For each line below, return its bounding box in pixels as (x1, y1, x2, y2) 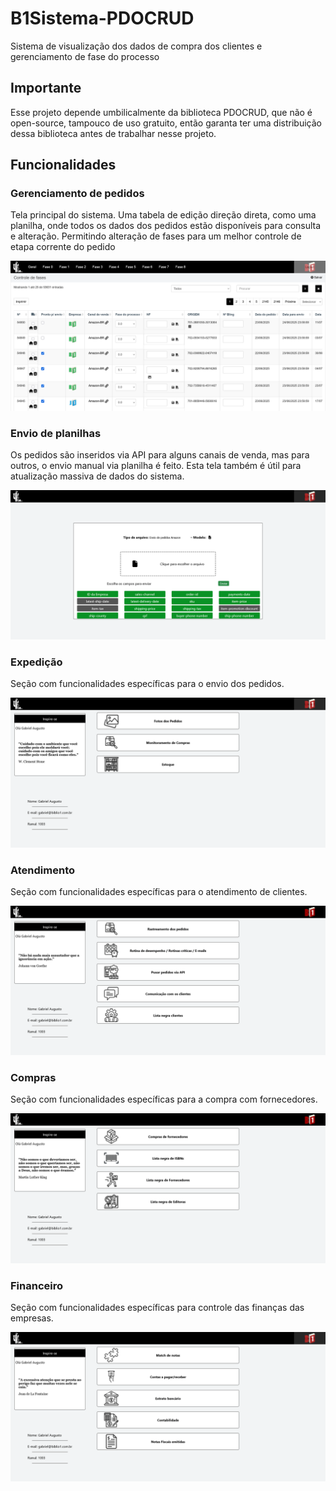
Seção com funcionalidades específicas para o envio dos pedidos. (10, 678, 285, 690)
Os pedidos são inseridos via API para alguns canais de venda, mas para (10, 448, 310, 461)
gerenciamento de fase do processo (10, 50, 160, 62)
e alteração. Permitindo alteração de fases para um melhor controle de (10, 230, 302, 242)
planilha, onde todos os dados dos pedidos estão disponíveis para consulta (10, 220, 322, 232)
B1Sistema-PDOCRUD (10, 7, 195, 30)
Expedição (10, 655, 63, 669)
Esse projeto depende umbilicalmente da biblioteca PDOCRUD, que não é (10, 106, 313, 118)
